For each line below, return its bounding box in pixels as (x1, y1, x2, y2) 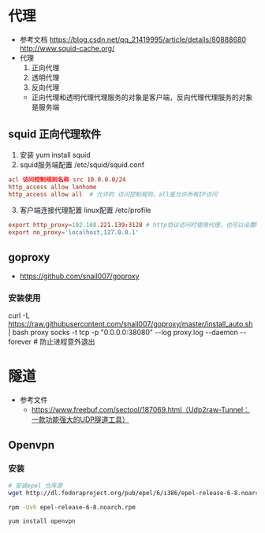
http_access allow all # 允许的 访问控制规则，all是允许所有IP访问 (8, 190, 218, 198)
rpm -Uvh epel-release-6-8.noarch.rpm (8, 503, 136, 511)
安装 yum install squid (19, 150, 91, 159)
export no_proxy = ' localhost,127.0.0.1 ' (8, 229, 140, 237)
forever (8, 337, 32, 347)
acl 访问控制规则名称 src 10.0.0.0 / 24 (8, 175, 126, 184)
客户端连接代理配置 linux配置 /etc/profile (19, 206, 151, 215)
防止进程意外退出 (39, 337, 95, 347)
